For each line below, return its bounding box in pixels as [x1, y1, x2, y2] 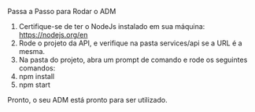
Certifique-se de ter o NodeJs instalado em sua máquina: [18, 22, 205, 31]
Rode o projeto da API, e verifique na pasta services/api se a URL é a [18, 38, 242, 48]
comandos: [18, 63, 56, 73]
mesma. [18, 47, 45, 56]
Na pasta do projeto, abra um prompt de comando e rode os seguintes [18, 55, 248, 64]
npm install [18, 72, 55, 81]
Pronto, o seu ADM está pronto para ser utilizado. [7, 96, 168, 104]
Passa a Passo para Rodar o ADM [7, 7, 116, 16]
